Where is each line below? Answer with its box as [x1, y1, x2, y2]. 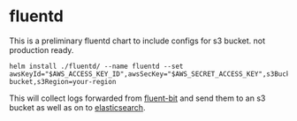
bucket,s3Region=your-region [9, 77, 117, 86]
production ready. [9, 44, 74, 55]
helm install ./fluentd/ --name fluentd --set [9, 62, 184, 71]
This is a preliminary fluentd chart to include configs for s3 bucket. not [9, 35, 266, 46]
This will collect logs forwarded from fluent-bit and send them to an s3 [9, 93, 266, 103]
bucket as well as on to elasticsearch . [9, 102, 146, 112]
